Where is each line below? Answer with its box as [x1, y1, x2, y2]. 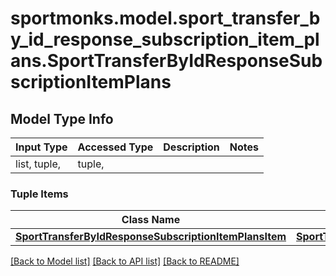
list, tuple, [15, 157, 62, 171]
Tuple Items [10, 187, 69, 201]
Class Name [121, 213, 181, 227]
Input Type [15, 140, 68, 154]
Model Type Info [10, 110, 114, 127]
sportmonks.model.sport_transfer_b [10, 7, 321, 30]
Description [163, 140, 220, 154]
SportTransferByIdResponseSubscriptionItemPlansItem [15, 230, 287, 244]
